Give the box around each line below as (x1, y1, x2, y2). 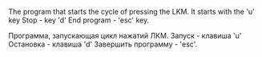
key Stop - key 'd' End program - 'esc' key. (8, 15, 150, 25)
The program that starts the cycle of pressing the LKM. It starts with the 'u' (8, 7, 255, 16)
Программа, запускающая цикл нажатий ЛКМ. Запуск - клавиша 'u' (8, 31, 242, 40)
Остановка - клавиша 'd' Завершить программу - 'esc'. (8, 39, 198, 49)
